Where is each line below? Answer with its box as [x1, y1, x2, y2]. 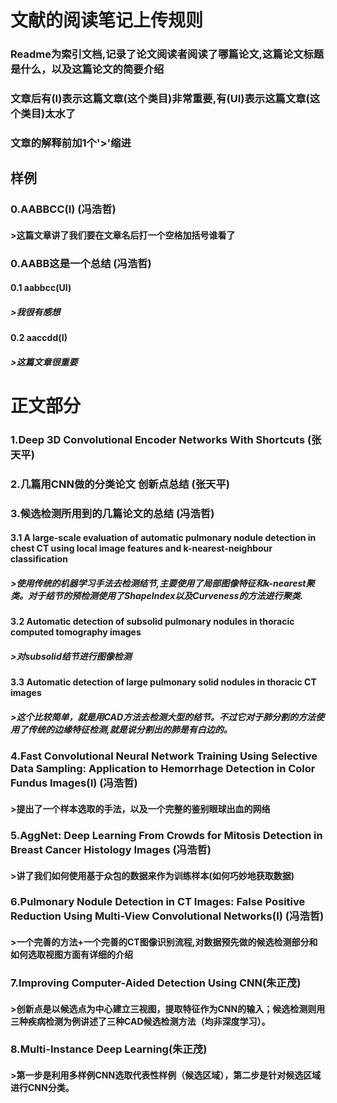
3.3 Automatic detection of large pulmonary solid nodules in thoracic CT [10, 676, 317, 688]
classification [10, 553, 68, 565]
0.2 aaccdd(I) [10, 332, 68, 344]
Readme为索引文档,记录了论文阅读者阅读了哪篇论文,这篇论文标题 [10, 47, 325, 61]
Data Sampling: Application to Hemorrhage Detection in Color [10, 762, 316, 776]
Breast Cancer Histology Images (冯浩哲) [10, 842, 212, 856]
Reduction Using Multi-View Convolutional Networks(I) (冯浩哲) [10, 909, 325, 923]
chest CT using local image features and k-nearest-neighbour [10, 542, 273, 555]
